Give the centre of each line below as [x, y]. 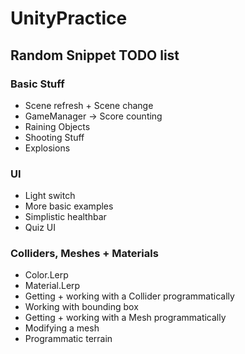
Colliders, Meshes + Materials [84, 254]
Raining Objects [57, 126]
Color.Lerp [46, 275]
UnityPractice [69, 18]
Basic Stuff [37, 84]
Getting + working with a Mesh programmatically [125, 318]
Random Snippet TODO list [95, 55]
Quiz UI [40, 228]
